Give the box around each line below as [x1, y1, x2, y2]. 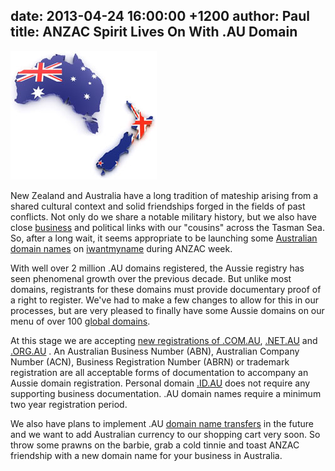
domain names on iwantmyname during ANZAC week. [10, 242, 233, 254]
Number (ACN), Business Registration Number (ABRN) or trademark [10, 355, 290, 368]
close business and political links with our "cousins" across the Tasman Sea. [10, 221, 325, 233]
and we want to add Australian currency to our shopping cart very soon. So [10, 428, 321, 440]
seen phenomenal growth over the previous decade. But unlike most [10, 272, 292, 284]
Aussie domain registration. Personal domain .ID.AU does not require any [10, 377, 311, 389]
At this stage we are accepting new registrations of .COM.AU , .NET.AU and [10, 334, 318, 346]
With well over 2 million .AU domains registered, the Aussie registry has [10, 262, 305, 274]
